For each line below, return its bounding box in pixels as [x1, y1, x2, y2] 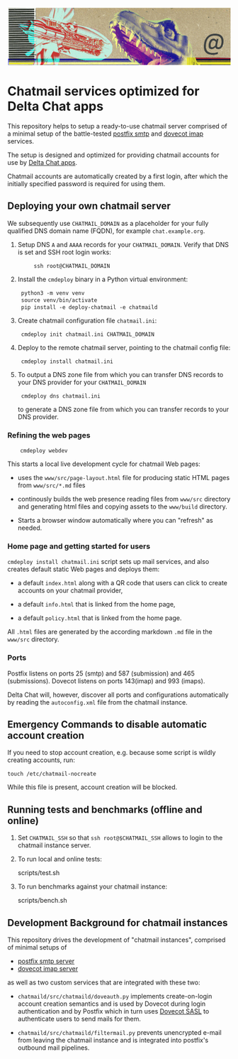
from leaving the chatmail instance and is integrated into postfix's [17, 1036, 209, 1045]
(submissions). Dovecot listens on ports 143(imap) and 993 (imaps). [7, 676, 205, 685]
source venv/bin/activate [21, 296, 98, 304]
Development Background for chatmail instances [7, 916, 228, 929]
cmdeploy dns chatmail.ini [21, 392, 101, 400]
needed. [17, 523, 42, 532]
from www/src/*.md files [17, 481, 86, 489]
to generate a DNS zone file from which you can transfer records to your [17, 405, 229, 413]
